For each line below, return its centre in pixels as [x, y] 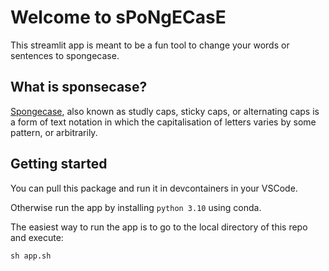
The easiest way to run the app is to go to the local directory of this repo [159, 227]
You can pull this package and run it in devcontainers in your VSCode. [154, 188]
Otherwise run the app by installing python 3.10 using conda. [136, 207]
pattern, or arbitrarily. [54, 132]
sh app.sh [31, 256]
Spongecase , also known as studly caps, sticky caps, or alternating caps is [165, 111]
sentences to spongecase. [65, 55]
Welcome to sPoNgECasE [118, 17]
